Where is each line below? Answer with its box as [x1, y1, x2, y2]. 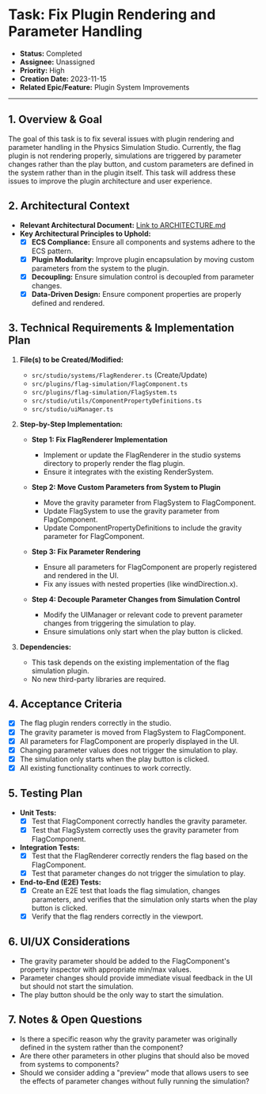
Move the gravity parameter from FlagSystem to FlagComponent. [43, 498, 256, 507]
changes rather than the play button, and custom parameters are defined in [8, 159, 254, 168]
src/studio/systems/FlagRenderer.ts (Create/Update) [31, 370, 208, 379]
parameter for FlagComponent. [43, 531, 145, 541]
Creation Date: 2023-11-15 [19, 74, 107, 83]
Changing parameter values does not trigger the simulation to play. [19, 745, 238, 755]
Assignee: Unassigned [19, 57, 95, 67]
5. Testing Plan [8, 787, 83, 800]
